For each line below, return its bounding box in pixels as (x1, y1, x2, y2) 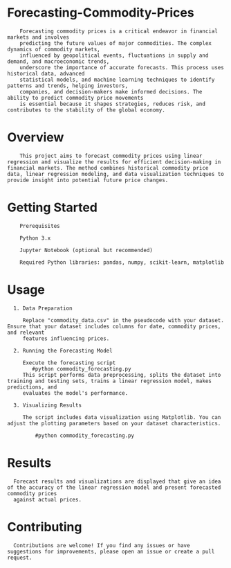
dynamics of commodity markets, (7, 46, 100, 53)
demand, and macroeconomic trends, (7, 57, 110, 65)
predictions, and (7, 383, 57, 391)
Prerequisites (19, 222, 60, 229)
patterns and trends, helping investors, (7, 82, 129, 89)
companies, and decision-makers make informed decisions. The (19, 88, 203, 95)
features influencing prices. (22, 335, 110, 342)
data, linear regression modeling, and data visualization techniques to (7, 170, 225, 177)
